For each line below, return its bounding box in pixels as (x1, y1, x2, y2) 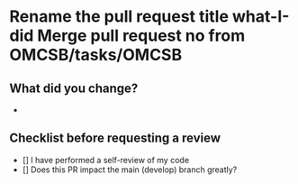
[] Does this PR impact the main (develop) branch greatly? (22, 164, 238, 175)
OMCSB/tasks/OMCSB (9, 45, 183, 65)
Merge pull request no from (37, 25, 246, 46)
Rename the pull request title (9, 6, 230, 27)
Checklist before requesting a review (9, 131, 221, 146)
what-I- (232, 6, 290, 27)
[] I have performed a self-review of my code (22, 154, 190, 165)
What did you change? (9, 80, 139, 96)
